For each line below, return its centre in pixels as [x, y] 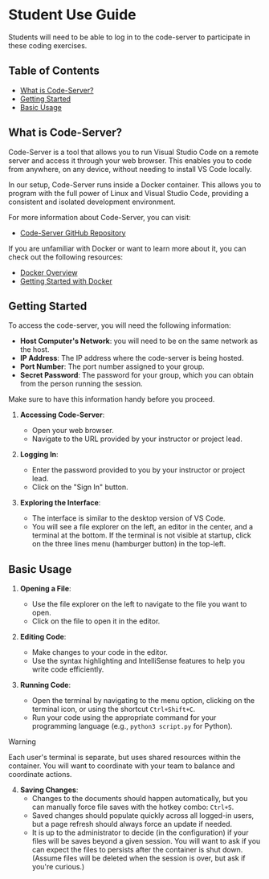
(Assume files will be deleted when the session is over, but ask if [139, 858]
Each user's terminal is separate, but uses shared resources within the [124, 758]
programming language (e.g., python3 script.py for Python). [132, 726]
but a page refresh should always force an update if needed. [132, 824]
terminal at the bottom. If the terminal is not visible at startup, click [141, 535]
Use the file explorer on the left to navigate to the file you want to [139, 604]
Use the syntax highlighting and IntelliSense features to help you [139, 661]
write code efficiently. [68, 669]
